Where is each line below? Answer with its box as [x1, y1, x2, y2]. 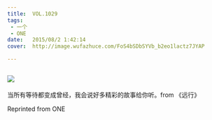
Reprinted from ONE [7, 105, 66, 113]
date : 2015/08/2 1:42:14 [7, 36, 86, 44]
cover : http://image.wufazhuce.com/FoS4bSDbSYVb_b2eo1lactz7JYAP [7, 43, 205, 50]
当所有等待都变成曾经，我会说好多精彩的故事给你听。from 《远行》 [7, 91, 201, 99]
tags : [7, 17, 23, 24]
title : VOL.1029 [7, 10, 58, 18]
